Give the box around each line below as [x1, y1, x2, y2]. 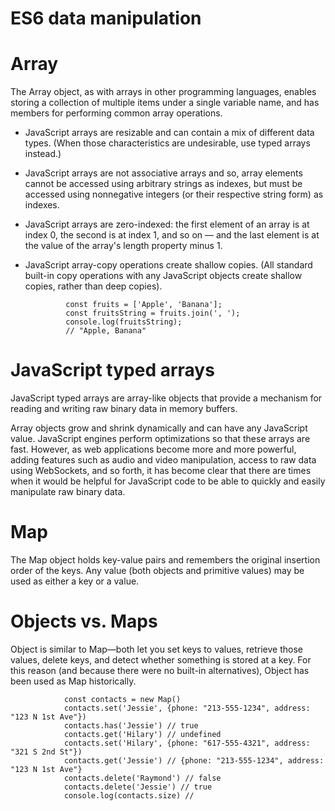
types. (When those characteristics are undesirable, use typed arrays [24, 137, 311, 149]
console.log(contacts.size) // [63, 790, 195, 801]
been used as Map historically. [10, 675, 137, 687]
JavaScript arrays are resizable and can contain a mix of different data [24, 127, 315, 139]
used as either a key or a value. [10, 575, 140, 587]
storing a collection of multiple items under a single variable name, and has [10, 97, 320, 109]
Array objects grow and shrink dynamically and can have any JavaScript [10, 422, 308, 434]
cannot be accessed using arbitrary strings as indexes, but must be [24, 178, 303, 190]
